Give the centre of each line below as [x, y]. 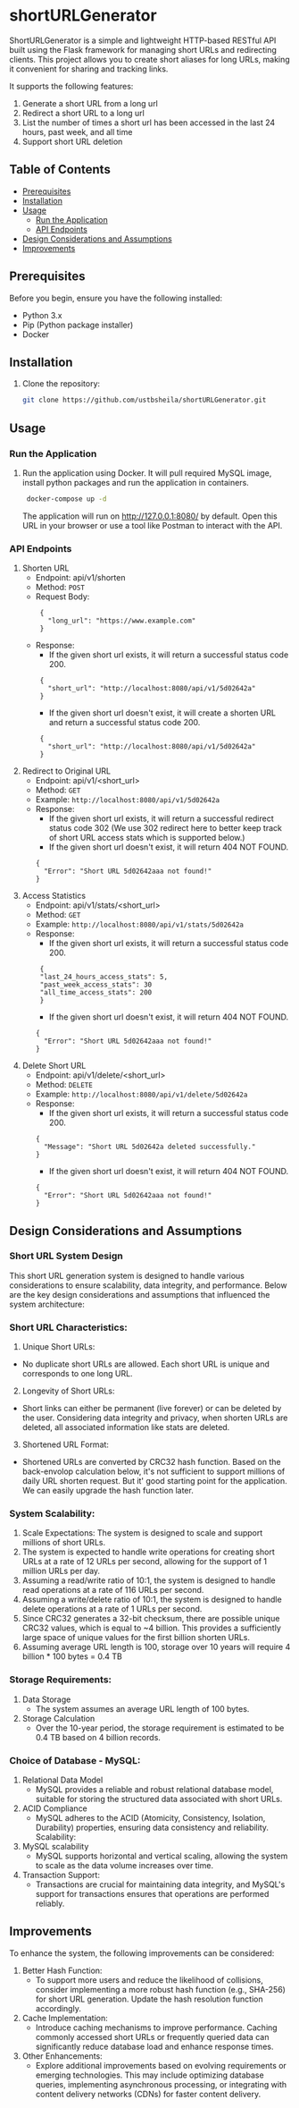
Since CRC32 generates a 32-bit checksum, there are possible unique [151, 1619]
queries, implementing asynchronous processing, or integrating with [161, 2084]
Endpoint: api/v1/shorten [80, 578]
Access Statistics [54, 896]
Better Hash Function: [62, 1970]
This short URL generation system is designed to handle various [127, 1275]
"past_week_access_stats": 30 [96, 985]
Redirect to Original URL [66, 771]
